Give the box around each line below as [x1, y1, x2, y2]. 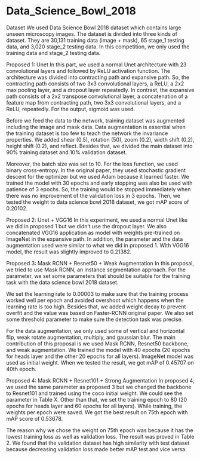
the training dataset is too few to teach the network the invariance [6, 130, 168, 137]
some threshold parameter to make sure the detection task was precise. [6, 316, 183, 323]
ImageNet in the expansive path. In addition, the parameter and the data [6, 235, 183, 243]
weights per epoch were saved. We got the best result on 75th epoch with [6, 408, 188, 416]
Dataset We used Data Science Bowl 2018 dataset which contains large [6, 24, 181, 31]
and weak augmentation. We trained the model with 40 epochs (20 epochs [6, 346, 190, 353]
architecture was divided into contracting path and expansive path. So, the [6, 74, 190, 81]
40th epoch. [6, 365, 37, 372]
